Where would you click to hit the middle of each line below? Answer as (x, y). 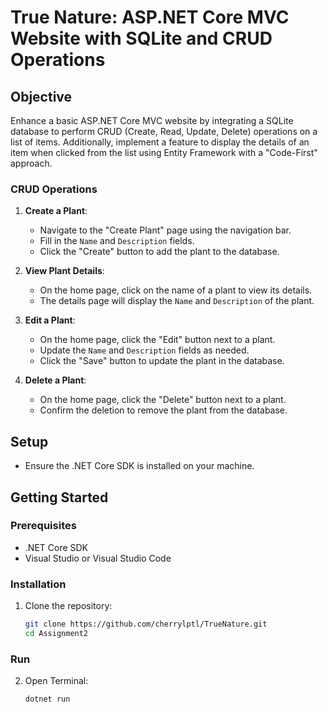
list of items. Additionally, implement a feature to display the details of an (160, 142)
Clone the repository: (68, 606)
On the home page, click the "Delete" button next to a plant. (163, 400)
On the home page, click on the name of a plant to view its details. (176, 290)
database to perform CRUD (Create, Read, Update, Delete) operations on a (164, 131)
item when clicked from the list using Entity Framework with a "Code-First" (164, 152)
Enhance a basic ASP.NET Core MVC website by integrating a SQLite (152, 120)
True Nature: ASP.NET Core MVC (150, 17)
